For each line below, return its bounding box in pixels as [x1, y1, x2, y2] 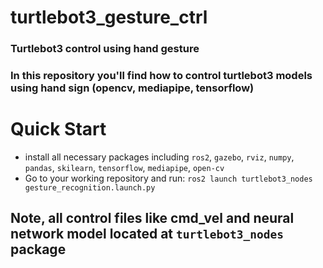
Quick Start [10, 118, 107, 141]
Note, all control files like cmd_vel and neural [10, 210, 295, 227]
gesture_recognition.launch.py [24, 182, 156, 193]
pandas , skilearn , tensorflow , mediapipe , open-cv [24, 161, 225, 173]
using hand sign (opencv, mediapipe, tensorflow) [10, 81, 255, 95]
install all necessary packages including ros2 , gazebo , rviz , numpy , [24, 151, 295, 163]
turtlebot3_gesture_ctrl [10, 6, 208, 29]
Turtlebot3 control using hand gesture [10, 42, 200, 56]
